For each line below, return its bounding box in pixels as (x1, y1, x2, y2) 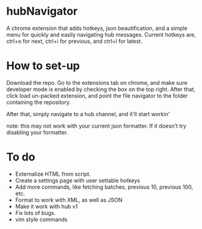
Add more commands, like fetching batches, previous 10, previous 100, (15, 183, 193, 191)
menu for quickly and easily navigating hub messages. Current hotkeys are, (6, 31, 197, 38)
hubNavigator (6, 4, 78, 18)
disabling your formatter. (6, 128, 68, 136)
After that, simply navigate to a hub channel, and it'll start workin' (6, 110, 170, 117)
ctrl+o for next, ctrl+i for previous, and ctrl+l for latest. (6, 37, 143, 45)
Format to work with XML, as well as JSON (15, 196, 123, 203)
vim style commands (15, 216, 68, 223)
